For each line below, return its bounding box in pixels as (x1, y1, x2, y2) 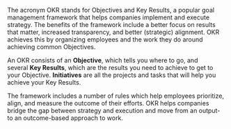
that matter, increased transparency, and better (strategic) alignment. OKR (7, 28, 220, 36)
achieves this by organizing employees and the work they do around (7, 35, 203, 44)
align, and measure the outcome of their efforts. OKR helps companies (7, 99, 209, 107)
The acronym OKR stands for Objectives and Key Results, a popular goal (7, 6, 214, 14)
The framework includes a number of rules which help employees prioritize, (7, 92, 225, 100)
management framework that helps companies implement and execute (7, 13, 210, 21)
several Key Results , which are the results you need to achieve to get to (7, 64, 214, 71)
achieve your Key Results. (7, 78, 81, 86)
